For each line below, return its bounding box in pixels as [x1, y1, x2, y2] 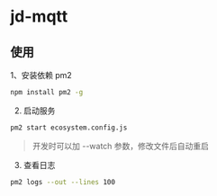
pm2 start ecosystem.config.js [10, 123, 128, 132]
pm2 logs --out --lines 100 [10, 177, 116, 186]
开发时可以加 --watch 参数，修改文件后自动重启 [32, 140, 210, 151]
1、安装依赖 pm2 [10, 70, 73, 80]
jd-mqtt [10, 6, 68, 27]
